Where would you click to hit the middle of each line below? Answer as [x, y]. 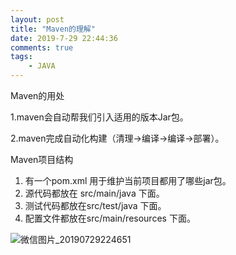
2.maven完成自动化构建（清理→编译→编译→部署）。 [117, 138]
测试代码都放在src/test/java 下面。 [95, 205]
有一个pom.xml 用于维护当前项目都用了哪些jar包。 [128, 180]
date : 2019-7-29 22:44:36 [64, 38]
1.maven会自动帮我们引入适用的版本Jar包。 [99, 117]
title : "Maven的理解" [53, 29]
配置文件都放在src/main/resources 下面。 [110, 218]
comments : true [42, 47]
